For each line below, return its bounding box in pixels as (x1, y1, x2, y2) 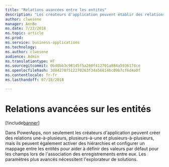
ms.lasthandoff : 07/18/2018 (5, 77, 64, 82)
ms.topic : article (5, 31, 44, 36)
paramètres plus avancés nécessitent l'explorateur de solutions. (5, 156, 138, 162)
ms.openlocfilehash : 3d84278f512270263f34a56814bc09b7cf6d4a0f (5, 68, 141, 73)
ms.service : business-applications (5, 40, 80, 45)
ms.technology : (5, 45, 37, 50)
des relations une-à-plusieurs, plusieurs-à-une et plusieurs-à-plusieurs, (5, 135, 154, 141)
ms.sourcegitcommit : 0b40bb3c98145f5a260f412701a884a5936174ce (5, 63, 141, 68)
